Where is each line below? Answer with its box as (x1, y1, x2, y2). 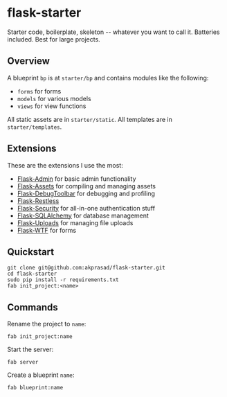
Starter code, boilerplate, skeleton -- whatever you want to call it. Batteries (7, 28, 220, 36)
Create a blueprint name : (7, 371, 75, 379)
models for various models (17, 94, 91, 103)
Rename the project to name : (7, 320, 87, 328)
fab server (7, 359, 39, 366)
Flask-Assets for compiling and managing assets (17, 182, 156, 190)
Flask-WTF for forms (17, 226, 77, 234)
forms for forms (17, 87, 62, 95)
